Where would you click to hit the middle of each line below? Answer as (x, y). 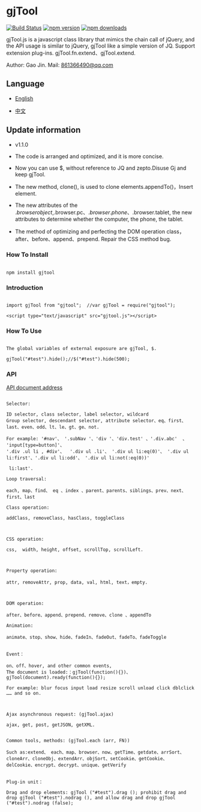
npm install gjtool (31, 272)
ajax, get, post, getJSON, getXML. (51, 725)
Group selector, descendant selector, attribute (68, 420)
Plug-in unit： (25, 782)
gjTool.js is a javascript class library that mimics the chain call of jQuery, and (100, 39)
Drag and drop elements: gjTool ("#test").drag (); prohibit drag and (96, 792)
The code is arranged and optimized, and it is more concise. (89, 156)
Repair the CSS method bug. (136, 239)
